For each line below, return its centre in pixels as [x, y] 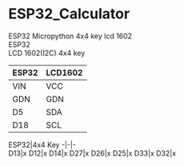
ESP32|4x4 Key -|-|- [42, 144]
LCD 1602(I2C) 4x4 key [47, 53]
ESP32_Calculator [69, 14]
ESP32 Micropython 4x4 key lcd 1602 [70, 36]
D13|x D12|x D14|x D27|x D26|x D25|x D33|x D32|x [92, 153]
